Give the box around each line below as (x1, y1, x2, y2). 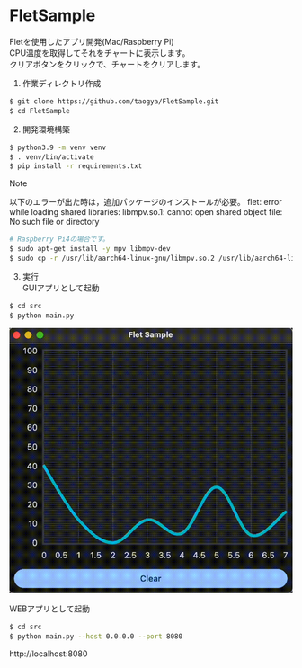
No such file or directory (9, 217, 100, 227)
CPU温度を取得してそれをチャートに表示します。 (9, 47, 191, 58)
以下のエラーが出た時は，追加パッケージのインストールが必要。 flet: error (9, 197, 283, 208)
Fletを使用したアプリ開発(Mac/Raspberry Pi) (9, 36, 174, 47)
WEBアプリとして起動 (9, 603, 90, 614)
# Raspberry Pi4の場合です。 (9, 235, 110, 244)
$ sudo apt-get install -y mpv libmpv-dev (9, 245, 171, 254)
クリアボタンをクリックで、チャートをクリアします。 (9, 58, 205, 69)
